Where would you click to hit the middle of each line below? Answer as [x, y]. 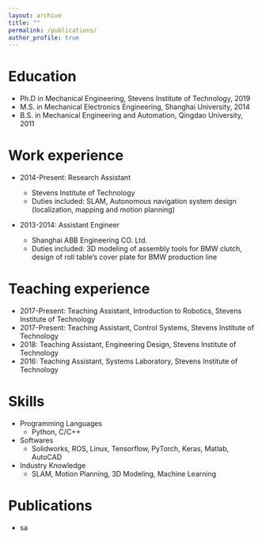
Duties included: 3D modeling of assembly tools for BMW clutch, [137, 249]
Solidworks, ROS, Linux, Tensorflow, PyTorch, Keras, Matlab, [130, 449]
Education [42, 77]
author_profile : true [44, 38]
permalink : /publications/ [53, 30]
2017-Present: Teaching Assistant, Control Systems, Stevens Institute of [137, 328]
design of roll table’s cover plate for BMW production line [124, 257]
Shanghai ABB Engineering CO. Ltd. [89, 240]
